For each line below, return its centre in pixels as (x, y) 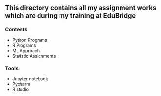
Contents (16, 30)
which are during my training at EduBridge (70, 16)
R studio (20, 89)
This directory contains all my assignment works (81, 8)
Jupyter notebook (30, 79)
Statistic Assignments (34, 56)
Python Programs (30, 40)
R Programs (24, 45)
